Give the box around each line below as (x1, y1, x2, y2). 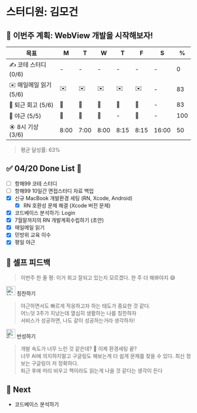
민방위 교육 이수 (14, 231, 51, 238)
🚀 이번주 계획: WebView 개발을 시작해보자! (6, 30, 154, 40)
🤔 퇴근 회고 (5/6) (9, 101, 54, 109)
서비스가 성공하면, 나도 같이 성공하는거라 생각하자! (20, 317, 135, 324)
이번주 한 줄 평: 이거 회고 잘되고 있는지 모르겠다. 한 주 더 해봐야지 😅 (20, 274, 176, 281)
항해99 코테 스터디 (14, 180, 57, 187)
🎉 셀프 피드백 (6, 257, 51, 267)
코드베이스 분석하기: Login (14, 209, 76, 217)
